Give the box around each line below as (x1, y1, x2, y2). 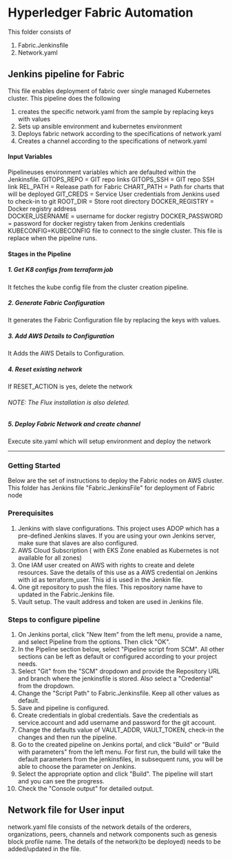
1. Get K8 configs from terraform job (8, 266, 114, 274)
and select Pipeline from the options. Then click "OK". (17, 637, 171, 646)
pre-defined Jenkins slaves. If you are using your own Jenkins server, (17, 531, 216, 540)
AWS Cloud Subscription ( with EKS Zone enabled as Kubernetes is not (17, 546, 220, 554)
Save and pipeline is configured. (17, 703, 109, 712)
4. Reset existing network (8, 365, 83, 373)
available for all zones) (17, 554, 82, 562)
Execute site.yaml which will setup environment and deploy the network (8, 437, 211, 445)
